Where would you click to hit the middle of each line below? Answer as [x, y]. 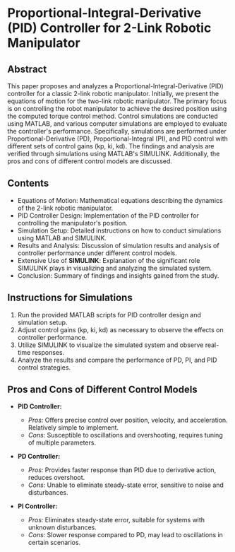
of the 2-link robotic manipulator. [65, 208]
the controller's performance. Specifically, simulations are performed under [117, 131]
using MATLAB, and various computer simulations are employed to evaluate [117, 124]
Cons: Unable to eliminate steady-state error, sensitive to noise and [126, 485]
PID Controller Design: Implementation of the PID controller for [108, 215]
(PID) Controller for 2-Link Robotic [109, 28]
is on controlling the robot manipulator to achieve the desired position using [117, 108]
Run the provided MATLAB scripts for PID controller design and [109, 315]
